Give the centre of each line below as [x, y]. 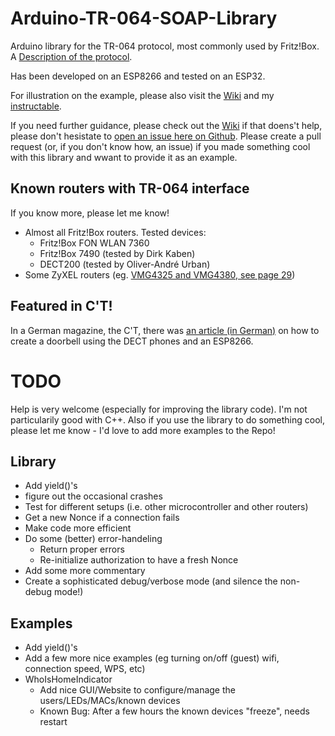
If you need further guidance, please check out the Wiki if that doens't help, [166, 125]
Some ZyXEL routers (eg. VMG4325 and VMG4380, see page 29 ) [160, 274]
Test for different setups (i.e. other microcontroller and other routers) [166, 507]
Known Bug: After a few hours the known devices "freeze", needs [174, 711]
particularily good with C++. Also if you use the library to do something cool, [168, 419]
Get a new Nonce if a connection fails [102, 518]
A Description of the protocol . [71, 56]
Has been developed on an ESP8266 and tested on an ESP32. [138, 76]
